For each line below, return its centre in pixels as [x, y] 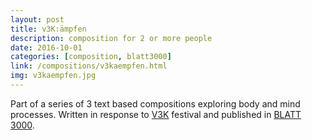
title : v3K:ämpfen [48, 29]
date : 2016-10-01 [46, 47]
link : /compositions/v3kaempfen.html [89, 66]
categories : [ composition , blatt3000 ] [91, 57]
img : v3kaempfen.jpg [53, 76]
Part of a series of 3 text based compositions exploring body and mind [155, 103]
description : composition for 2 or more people [111, 38]
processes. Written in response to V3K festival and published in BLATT [156, 114]
